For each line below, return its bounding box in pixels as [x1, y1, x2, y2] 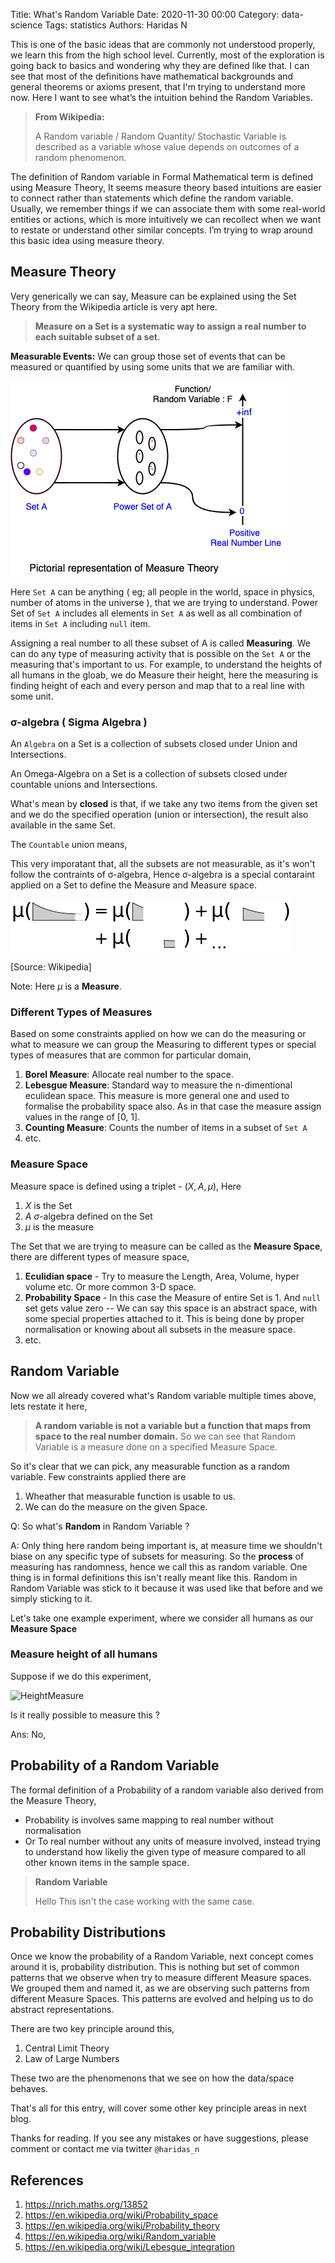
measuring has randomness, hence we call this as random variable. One [10, 1560, 308, 1573]
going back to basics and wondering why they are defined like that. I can [10, 60, 310, 71]
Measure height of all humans [10, 1647, 158, 1661]
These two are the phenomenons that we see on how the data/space [10, 2072, 295, 2084]
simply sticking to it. [10, 1592, 93, 1604]
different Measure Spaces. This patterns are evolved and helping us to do [10, 1993, 314, 2005]
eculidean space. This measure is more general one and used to [24, 1090, 290, 1102]
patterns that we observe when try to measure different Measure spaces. [10, 1972, 312, 1984]
